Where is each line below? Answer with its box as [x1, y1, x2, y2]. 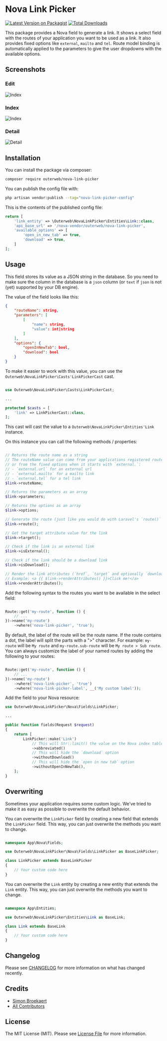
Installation [5, 154, 41, 162]
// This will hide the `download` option [31, 750, 119, 756]
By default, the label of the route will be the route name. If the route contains [5, 632, 162, 638]
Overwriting [5, 787, 43, 796]
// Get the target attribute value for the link [5, 530, 108, 535]
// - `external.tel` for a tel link [5, 476, 81, 481]
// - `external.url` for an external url [5, 467, 92, 472]
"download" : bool [23, 350, 59, 355]
